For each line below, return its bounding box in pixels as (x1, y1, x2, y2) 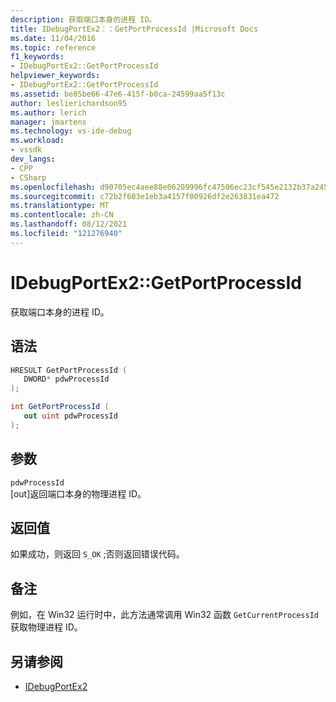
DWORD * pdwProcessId (23, 374, 110, 385)
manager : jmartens (10, 117, 87, 127)
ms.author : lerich (10, 107, 87, 118)
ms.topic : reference (10, 42, 97, 53)
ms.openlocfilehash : (10, 182, 97, 192)
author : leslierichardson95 (10, 98, 128, 108)
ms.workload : (10, 136, 65, 146)
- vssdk (10, 145, 43, 155)
